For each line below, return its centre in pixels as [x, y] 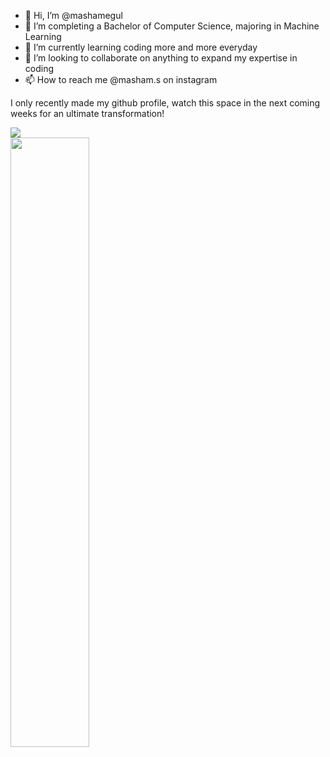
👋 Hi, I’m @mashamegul [73, 15]
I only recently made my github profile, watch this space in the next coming [165, 103]
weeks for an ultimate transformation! [87, 113]
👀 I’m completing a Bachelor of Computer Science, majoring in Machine [172, 26]
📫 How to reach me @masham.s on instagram [121, 79]
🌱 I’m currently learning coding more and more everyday [141, 47]
